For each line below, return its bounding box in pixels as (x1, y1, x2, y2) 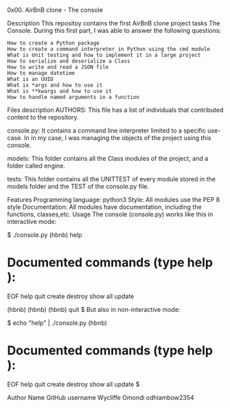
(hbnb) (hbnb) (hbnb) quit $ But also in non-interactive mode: (7, 305, 181, 313)
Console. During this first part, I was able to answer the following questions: (7, 27, 222, 34)
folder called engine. (7, 161, 65, 170)
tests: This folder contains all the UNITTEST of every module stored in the (7, 175, 216, 183)
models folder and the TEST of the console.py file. (7, 182, 150, 190)
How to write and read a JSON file (7, 64, 109, 71)
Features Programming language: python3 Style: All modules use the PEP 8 (7, 196, 220, 203)
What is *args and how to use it (7, 82, 103, 89)
